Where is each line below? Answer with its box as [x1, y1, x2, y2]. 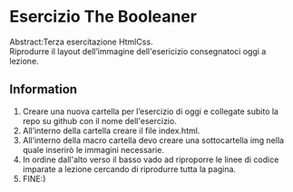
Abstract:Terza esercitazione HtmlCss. [9, 36, 153, 47]
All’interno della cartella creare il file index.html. [22, 125, 200, 136]
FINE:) [22, 173, 46, 184]
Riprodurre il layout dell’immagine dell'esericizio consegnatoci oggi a [9, 45, 267, 56]
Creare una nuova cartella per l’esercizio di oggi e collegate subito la [22, 106, 279, 117]
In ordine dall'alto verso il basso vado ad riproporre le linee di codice [22, 154, 279, 165]
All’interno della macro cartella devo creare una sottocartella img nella [22, 134, 284, 146]
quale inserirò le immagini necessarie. [22, 144, 165, 155]
